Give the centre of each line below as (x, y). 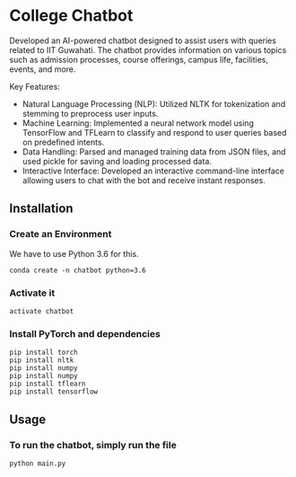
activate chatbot (42, 311)
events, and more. (43, 69)
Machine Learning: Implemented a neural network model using (138, 123)
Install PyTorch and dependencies (85, 333)
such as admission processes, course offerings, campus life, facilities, (139, 59)
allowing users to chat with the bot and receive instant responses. (144, 180)
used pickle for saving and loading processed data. (117, 161)
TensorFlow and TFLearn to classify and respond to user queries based (154, 132)
